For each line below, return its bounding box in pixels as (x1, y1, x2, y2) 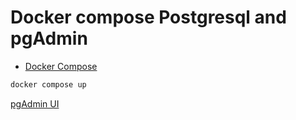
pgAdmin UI (10, 97, 60, 110)
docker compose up (10, 79, 87, 90)
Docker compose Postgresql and (10, 6, 287, 29)
